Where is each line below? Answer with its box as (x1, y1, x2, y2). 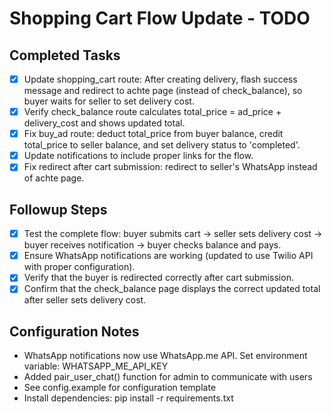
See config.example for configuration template (23, 382, 217, 394)
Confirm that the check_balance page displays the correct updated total (23, 283, 321, 295)
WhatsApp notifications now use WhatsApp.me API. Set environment (23, 350, 308, 362)
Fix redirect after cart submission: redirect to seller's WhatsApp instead (23, 161, 318, 173)
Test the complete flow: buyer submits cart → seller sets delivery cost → (23, 228, 323, 240)
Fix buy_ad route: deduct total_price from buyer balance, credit (23, 128, 284, 140)
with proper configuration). (23, 261, 136, 273)
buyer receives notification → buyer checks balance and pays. (23, 239, 282, 251)
